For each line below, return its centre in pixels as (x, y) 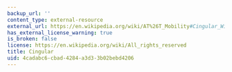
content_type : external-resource (55, 20)
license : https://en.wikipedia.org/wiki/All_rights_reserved (97, 45)
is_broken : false (32, 39)
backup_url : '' (29, 13)
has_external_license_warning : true (60, 33)
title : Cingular (30, 52)
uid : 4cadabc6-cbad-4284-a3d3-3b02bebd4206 (71, 58)
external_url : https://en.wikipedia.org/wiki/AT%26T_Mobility (98, 26)
